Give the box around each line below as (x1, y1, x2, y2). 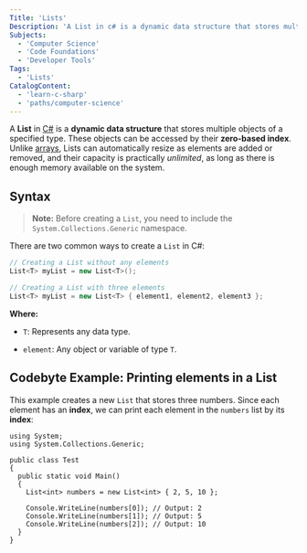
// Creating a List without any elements (9, 258, 170, 268)
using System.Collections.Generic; (9, 440, 145, 449)
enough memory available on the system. (9, 162, 165, 174)
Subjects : (9, 30, 48, 39)
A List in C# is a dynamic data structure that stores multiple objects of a (9, 123, 283, 134)
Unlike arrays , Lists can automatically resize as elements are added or (9, 143, 273, 154)
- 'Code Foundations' (17, 48, 101, 57)
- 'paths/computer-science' (17, 98, 125, 108)
